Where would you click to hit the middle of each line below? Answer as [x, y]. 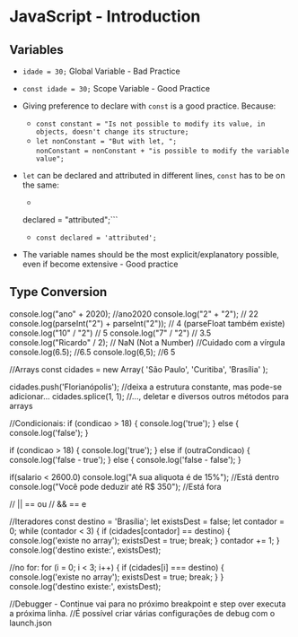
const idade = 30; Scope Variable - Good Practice [116, 88]
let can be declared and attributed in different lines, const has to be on [153, 175]
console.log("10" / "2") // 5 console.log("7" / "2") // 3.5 [110, 333]
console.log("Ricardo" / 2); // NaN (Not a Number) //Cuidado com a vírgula [147, 342]
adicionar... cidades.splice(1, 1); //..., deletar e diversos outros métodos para [149, 396]
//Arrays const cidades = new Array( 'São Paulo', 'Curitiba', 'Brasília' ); [139, 369]
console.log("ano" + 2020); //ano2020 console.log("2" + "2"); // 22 [134, 314]
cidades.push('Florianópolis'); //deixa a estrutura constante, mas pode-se [146, 387]
